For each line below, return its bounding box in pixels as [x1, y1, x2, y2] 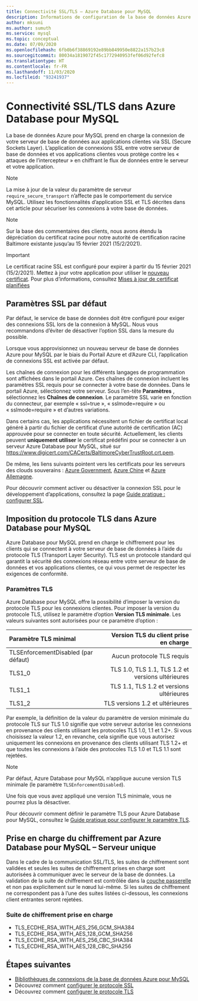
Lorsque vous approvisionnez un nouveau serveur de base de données [6, 344, 179, 351]
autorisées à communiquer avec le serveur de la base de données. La [6, 871, 176, 878]
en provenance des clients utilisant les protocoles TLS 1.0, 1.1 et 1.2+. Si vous [6, 726, 192, 734]
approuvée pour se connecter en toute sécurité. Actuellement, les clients [6, 430, 183, 437]
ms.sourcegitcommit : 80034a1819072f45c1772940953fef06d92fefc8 [6, 52, 165, 58]
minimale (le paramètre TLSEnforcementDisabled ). [6, 781, 126, 788]
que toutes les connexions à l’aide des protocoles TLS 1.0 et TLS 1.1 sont [6, 745, 181, 752]
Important [6, 252, 30, 259]
